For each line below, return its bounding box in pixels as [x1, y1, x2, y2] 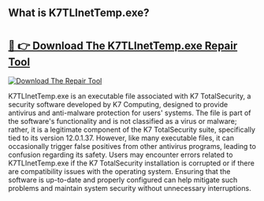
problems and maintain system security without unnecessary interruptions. [8, 184, 251, 192]
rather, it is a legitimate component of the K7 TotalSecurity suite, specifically [8, 125, 256, 134]
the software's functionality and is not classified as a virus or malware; [8, 117, 237, 125]
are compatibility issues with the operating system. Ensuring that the [8, 167, 231, 176]
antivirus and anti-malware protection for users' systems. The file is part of [8, 108, 251, 117]
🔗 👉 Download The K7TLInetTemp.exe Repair [8, 39, 238, 52]
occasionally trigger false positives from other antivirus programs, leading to [8, 142, 256, 151]
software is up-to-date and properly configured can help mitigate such [8, 175, 238, 184]
